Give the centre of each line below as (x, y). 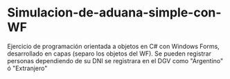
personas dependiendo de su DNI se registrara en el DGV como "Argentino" (115, 60)
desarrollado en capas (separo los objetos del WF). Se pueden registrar (109, 54)
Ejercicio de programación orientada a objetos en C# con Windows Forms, (113, 46)
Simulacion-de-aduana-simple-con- (114, 13)
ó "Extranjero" (27, 68)
